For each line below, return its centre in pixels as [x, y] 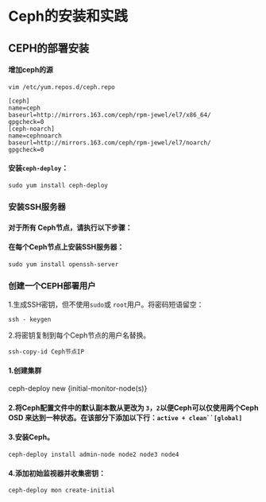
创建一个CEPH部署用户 [52, 285]
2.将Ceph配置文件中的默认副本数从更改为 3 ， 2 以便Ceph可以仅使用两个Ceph [133, 407]
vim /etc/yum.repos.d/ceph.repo [62, 87]
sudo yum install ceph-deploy [58, 185]
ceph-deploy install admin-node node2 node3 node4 [94, 454]
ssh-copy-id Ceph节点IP [46, 352]
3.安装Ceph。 [31, 437]
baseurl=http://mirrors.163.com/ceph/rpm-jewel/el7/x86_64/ [110, 115]
